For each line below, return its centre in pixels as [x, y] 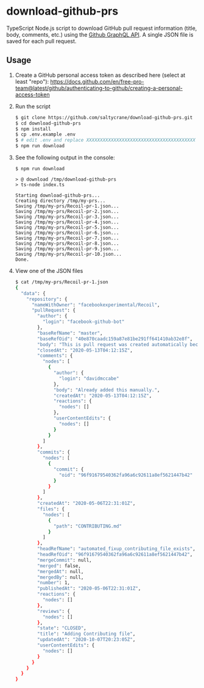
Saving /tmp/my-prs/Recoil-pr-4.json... [67, 222]
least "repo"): [32, 81]
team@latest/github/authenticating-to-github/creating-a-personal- [99, 88]
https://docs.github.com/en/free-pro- [97, 81]
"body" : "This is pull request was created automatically [112, 344]
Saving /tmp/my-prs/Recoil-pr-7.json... [67, 238]
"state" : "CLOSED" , [62, 628]
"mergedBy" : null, [61, 577]
